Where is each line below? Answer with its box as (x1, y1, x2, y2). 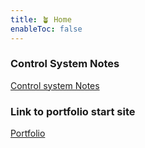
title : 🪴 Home (10, 14, 72, 25)
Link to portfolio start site (10, 104, 136, 118)
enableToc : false (10, 24, 83, 34)
